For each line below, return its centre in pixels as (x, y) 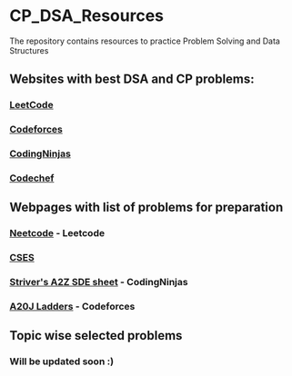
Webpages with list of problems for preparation (146, 208)
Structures (29, 50)
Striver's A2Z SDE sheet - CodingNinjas (99, 282)
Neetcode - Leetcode (57, 233)
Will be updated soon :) (62, 361)
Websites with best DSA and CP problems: (132, 79)
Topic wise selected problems (96, 336)
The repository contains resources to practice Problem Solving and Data (145, 41)
